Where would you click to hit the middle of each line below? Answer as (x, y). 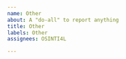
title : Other (26, 26)
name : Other (24, 13)
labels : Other (28, 33)
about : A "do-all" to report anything (63, 20)
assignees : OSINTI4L (37, 39)
